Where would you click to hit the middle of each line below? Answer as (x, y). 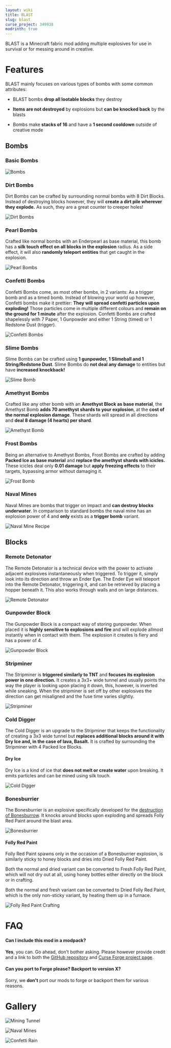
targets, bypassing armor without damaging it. (54, 471)
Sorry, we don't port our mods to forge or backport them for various (77, 980)
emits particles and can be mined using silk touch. (58, 775)
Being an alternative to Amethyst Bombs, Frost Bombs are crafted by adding (85, 455)
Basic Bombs (22, 161)
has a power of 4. (24, 640)
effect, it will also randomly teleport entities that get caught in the (75, 252)
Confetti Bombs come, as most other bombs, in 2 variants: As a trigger (79, 292)
